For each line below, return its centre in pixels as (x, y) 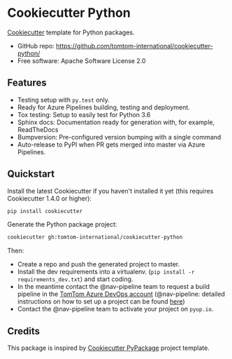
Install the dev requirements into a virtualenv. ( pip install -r (106, 272)
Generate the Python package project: (62, 224)
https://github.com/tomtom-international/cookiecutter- (134, 46)
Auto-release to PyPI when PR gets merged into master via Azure (111, 144)
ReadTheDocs (38, 129)
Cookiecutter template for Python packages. (71, 32)
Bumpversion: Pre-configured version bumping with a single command (119, 137)
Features (27, 83)
